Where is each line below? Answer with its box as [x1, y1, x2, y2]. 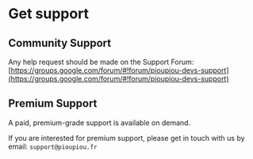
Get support [8, 5, 90, 23]
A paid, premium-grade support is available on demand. [8, 118, 191, 127]
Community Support [8, 36, 112, 50]
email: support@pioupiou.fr [8, 142, 98, 151]
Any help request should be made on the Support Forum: [8, 57, 194, 66]
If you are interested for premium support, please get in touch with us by [8, 133, 245, 142]
